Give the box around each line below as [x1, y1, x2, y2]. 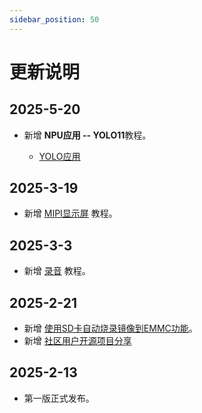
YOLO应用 [38, 150, 81, 162]
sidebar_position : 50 [9, 14, 100, 25]
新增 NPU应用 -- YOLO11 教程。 [23, 129, 152, 141]
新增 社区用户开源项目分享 [23, 335, 132, 347]
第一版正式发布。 [23, 392, 95, 404]
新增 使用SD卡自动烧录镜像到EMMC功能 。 [23, 322, 198, 335]
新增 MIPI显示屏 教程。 [23, 207, 118, 220]
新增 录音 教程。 [23, 265, 91, 277]
